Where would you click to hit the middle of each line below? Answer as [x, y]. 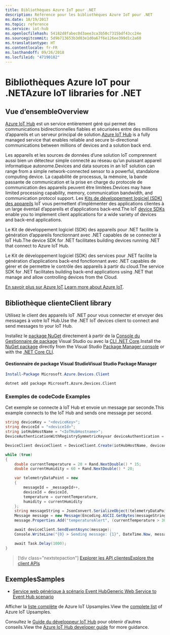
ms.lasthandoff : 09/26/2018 [35, 52]
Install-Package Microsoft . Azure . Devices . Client [57, 374]
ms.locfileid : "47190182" [32, 57]
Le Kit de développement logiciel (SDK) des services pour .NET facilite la [81, 256]
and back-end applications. [34, 220]
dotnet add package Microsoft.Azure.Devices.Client [61, 383]
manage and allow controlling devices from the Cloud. [61, 277]
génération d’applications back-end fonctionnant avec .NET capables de [81, 261]
